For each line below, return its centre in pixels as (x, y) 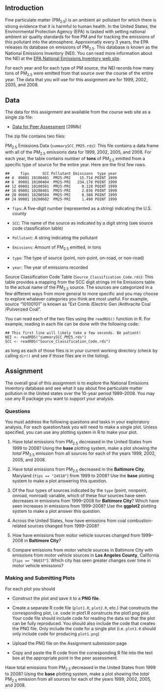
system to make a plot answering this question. (60, 481)
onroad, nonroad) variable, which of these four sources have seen (79, 495)
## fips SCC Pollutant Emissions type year (61, 174)
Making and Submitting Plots (40, 578)
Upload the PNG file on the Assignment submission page (70, 643)
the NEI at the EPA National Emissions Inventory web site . (63, 59)
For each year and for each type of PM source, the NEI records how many (80, 68)
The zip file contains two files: (35, 136)
